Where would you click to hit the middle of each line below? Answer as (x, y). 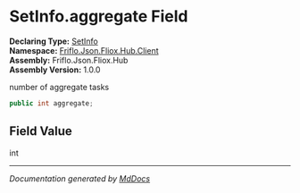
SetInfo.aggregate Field (99, 17)
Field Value (41, 131)
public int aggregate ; (51, 103)
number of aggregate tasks (59, 87)
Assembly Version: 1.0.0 (55, 70)
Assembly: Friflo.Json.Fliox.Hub (69, 60)
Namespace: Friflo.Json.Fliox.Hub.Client (84, 50)
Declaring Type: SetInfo (54, 41)
